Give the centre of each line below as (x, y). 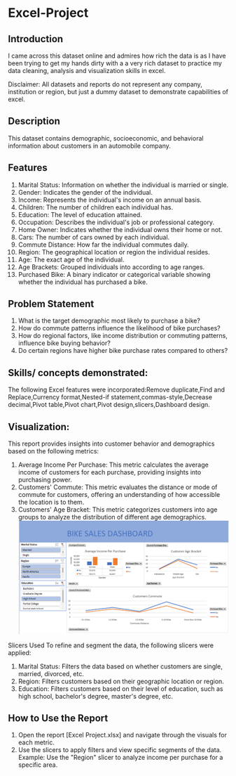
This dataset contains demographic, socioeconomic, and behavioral (106, 138)
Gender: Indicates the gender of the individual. (85, 192)
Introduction (36, 39)
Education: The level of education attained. (80, 214)
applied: (20, 652)
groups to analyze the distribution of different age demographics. (112, 517)
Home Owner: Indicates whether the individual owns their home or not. (120, 229)
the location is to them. (51, 502)
